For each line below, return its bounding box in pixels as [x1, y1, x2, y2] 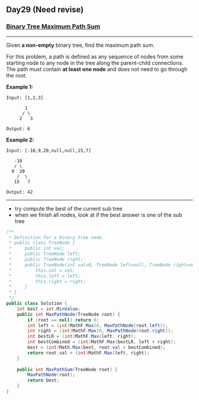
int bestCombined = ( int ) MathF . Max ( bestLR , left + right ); [27, 339, 176, 345]
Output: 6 [6, 125, 31, 132]
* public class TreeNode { [8, 240, 76, 246]
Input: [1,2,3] [6, 95, 44, 101]
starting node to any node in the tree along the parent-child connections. [6, 59, 184, 66]
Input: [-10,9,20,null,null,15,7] [6, 147, 92, 153]
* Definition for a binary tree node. [8, 234, 105, 240]
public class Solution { [6, 301, 68, 307]
